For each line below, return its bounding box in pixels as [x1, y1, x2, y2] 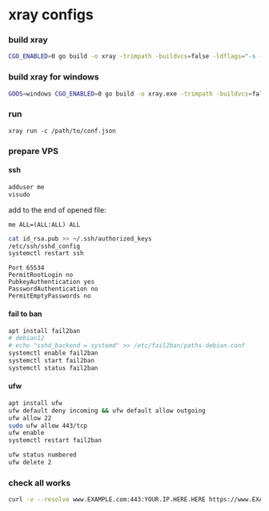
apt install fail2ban [8, 326, 81, 335]
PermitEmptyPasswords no [8, 292, 91, 300]
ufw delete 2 [8, 459, 52, 467]
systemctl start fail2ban [8, 357, 94, 365]
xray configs [8, 6, 94, 24]
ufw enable [8, 429, 45, 437]
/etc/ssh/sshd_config [8, 242, 81, 250]
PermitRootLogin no [8, 271, 74, 279]
